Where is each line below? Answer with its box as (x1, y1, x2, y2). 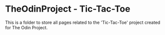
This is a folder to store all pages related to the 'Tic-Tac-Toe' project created (5, 19, 161, 25)
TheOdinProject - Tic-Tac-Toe (5, 3, 130, 15)
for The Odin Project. (5, 24, 48, 30)
